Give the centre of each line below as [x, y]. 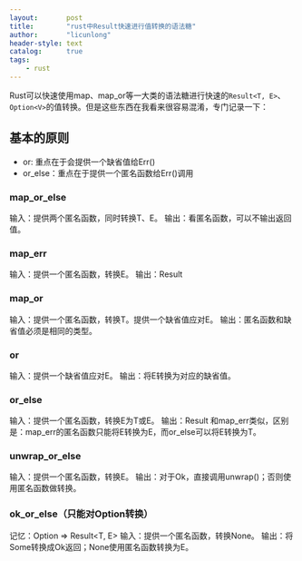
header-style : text [46, 43]
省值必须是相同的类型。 [53, 330]
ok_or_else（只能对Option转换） [81, 514]
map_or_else [38, 197]
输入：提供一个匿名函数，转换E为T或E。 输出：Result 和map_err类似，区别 [149, 421]
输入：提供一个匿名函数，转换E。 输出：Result [96, 274]
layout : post [46, 18]
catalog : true [46, 52]
